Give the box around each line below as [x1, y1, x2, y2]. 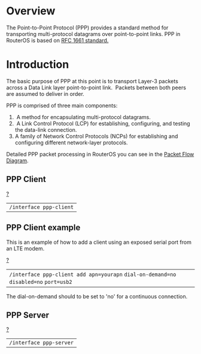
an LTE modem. [6, 244, 45, 252]
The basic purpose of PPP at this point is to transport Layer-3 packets [6, 77, 178, 84]
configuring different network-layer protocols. [14, 139, 128, 146]
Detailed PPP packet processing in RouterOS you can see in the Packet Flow [6, 150, 194, 158]
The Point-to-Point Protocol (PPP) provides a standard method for [6, 24, 169, 31]
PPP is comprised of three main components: [6, 102, 118, 109]
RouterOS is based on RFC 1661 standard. [6, 37, 109, 44]
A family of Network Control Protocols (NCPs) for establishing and [14, 132, 178, 140]
